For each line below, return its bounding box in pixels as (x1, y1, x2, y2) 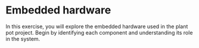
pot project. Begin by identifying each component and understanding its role (5, 29, 193, 36)
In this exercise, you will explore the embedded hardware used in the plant (5, 23, 188, 30)
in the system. (5, 35, 41, 42)
